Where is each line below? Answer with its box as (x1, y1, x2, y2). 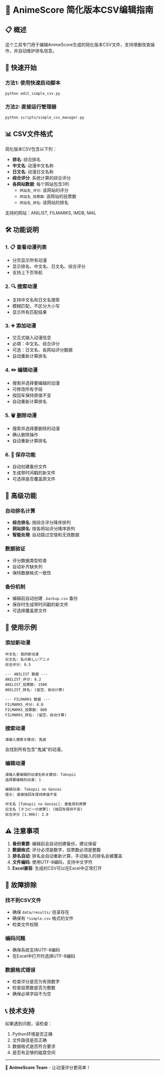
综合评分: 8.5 (5, 662, 31, 667)
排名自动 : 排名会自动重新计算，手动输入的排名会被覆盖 (12, 853, 123, 859)
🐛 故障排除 (5, 881, 37, 889)
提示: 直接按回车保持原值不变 (5, 792, 57, 797)
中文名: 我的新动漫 (5, 651, 39, 656)
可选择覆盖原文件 (12, 608, 47, 613)
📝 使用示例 (5, 623, 37, 632)
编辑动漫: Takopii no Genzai (5, 787, 62, 792)
